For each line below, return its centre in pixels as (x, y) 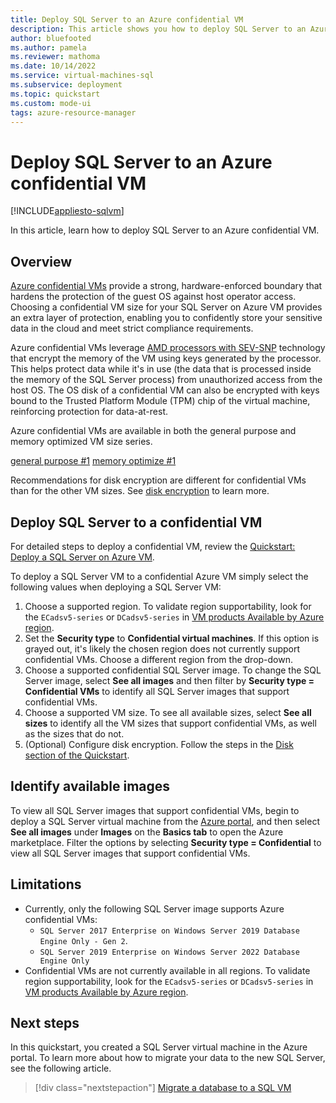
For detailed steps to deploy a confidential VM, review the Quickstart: (153, 546)
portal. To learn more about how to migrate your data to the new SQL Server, (168, 1058)
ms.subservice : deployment (66, 85)
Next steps (45, 1022)
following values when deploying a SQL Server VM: (116, 587)
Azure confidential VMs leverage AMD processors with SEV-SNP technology (168, 348)
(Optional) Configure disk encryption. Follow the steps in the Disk (159, 744)
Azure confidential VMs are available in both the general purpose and (153, 431)
